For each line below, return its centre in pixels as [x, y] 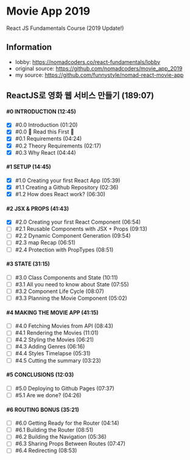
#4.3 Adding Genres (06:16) [50, 347]
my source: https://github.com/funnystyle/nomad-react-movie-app [99, 75]
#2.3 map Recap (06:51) [45, 242]
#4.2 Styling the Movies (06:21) [55, 340]
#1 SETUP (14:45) [29, 167]
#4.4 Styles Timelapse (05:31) [53, 353]
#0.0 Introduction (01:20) [46, 125]
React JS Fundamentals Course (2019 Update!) [65, 28]
